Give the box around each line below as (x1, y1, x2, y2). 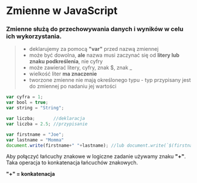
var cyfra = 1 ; (6, 94, 43, 100)
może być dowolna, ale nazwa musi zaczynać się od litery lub (29, 51, 180, 59)
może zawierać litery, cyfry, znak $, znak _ (29, 64, 133, 71)
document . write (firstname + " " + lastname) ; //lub (6, 142, 125, 149)
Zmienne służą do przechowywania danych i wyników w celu (6, 25, 184, 33)
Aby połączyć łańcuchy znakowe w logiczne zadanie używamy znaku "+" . (6, 153, 186, 160)
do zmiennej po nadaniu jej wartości (29, 83, 117, 90)
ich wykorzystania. (6, 32, 62, 40)
